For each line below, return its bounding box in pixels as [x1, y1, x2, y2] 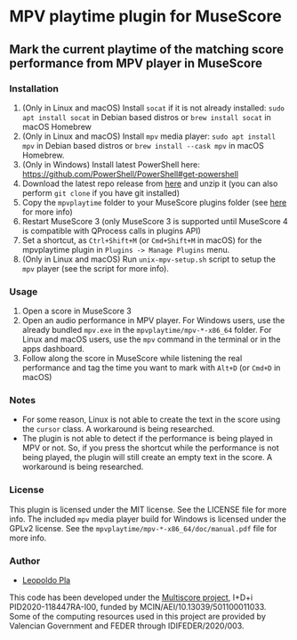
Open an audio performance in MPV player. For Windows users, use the [21, 315, 285, 326]
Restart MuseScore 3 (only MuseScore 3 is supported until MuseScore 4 [21, 215, 289, 226]
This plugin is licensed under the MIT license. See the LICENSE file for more [9, 504, 287, 514]
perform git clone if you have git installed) [21, 187, 181, 198]
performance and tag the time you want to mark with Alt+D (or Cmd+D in [21, 362, 281, 373]
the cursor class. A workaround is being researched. [21, 424, 215, 434]
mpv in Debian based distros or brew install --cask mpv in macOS [21, 140, 265, 150]
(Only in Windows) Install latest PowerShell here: [21, 158, 200, 170]
